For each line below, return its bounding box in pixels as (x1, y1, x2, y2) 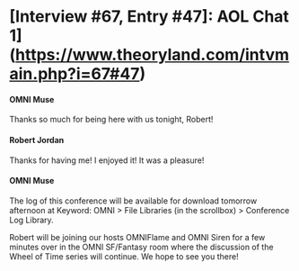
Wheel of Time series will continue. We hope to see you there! (9, 250, 240, 262)
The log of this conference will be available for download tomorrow (9, 195, 258, 206)
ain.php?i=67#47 (9, 64, 140, 85)
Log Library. (9, 214, 54, 225)
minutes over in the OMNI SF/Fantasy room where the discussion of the (9, 241, 274, 252)
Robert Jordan (9, 134, 65, 145)
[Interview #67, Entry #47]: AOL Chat (9, 6, 290, 27)
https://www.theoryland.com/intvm (14, 45, 290, 65)
